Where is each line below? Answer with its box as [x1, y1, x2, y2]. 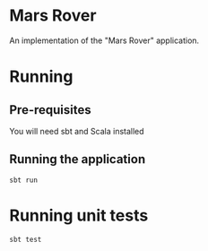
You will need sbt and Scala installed [9, 125, 145, 136]
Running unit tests [9, 205, 149, 225]
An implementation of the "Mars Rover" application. [9, 35, 200, 46]
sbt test [9, 235, 42, 244]
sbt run [9, 176, 39, 185]
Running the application [9, 151, 146, 167]
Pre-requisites [9, 102, 91, 117]
